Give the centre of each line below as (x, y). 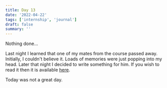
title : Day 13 (21, 10)
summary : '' (18, 29)
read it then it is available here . (38, 70)
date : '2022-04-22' (26, 15)
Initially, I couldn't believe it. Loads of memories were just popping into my (84, 59)
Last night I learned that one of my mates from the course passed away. (81, 54)
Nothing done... (22, 43)
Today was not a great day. (34, 80)
